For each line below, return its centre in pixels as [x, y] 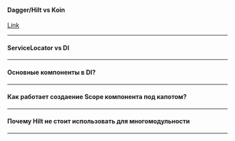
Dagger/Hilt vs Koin [36, 10]
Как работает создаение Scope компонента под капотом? [97, 97]
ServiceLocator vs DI [38, 47]
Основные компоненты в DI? [51, 72]
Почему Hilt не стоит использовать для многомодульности [99, 121]
